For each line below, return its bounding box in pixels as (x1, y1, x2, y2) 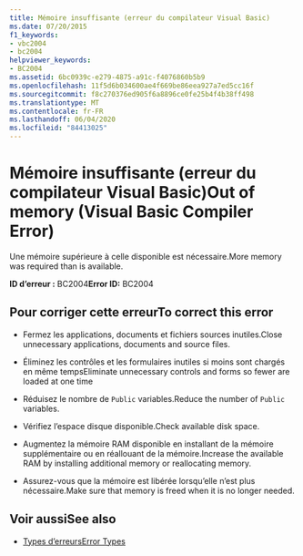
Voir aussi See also (9, 511, 116, 527)
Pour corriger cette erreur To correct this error (9, 304, 274, 320)
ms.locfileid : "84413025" (9, 124, 107, 133)
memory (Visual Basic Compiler (9, 201, 254, 222)
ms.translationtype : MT (9, 98, 100, 108)
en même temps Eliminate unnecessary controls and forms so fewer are (22, 366, 290, 376)
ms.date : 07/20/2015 (9, 22, 88, 31)
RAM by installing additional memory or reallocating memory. (22, 458, 252, 468)
